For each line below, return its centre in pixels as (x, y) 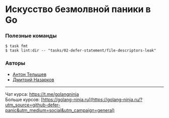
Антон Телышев (29, 74)
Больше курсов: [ (24, 99)
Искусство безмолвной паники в (78, 9)
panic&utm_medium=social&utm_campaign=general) (60, 110)
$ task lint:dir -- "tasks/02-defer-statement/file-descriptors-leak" (81, 51)
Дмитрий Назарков (33, 80)
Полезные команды (31, 36)
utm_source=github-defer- (33, 105)
